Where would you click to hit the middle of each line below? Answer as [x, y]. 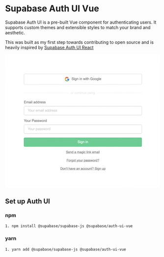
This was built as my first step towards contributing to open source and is [79, 42]
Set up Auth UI [28, 201]
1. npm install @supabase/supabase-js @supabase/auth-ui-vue [69, 226]
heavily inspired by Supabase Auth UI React [49, 47]
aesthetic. [15, 32]
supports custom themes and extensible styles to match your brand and [78, 27]
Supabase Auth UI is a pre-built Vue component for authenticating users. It [81, 22]
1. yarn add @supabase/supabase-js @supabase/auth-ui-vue [66, 249]
